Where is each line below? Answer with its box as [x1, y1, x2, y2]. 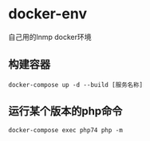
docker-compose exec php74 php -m [8, 126, 124, 134]
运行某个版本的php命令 [8, 104, 123, 118]
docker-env [8, 5, 88, 23]
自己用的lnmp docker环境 [8, 32, 92, 41]
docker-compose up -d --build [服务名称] [8, 80, 144, 88]
